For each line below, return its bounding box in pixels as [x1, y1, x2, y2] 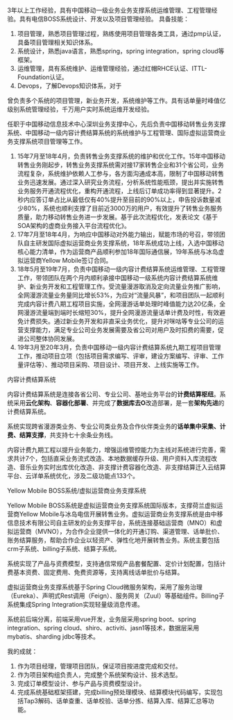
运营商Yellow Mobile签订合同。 [23, 256, 112, 264]
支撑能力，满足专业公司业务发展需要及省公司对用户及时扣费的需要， [23, 326, 218, 334]
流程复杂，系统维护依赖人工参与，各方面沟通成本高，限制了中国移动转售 [17, 170, 224, 177]
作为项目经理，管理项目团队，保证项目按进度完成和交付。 [17, 662, 182, 670]
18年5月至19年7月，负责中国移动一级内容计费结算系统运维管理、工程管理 [17, 265, 225, 273]
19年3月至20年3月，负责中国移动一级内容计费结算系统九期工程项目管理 [17, 343, 221, 351]
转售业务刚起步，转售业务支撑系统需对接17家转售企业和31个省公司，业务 [17, 161, 224, 169]
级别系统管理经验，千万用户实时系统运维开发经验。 [7, 105, 153, 113]
